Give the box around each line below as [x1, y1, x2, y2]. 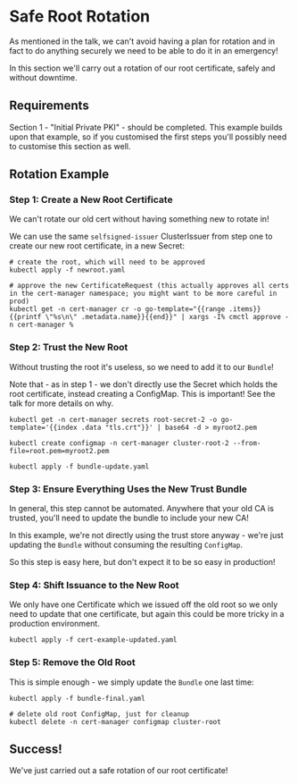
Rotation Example [9, 167, 110, 182]
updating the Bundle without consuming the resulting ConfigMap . [9, 539, 244, 551]
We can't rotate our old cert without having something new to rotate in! [9, 214, 269, 224]
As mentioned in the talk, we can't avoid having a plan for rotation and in [9, 36, 275, 46]
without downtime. [9, 72, 78, 82]
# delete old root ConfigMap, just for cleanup [9, 709, 190, 719]
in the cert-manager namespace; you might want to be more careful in [9, 289, 277, 299]
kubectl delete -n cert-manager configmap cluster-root [9, 717, 221, 726]
